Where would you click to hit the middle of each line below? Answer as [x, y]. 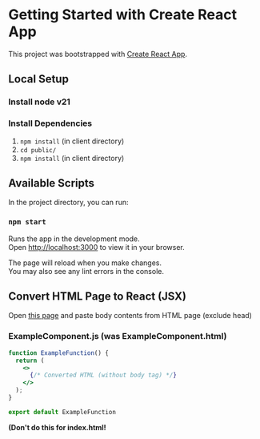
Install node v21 [39, 102]
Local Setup [39, 79]
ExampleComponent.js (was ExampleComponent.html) [118, 336]
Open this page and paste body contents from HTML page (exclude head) [130, 316]
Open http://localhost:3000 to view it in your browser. [97, 247]
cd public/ [38, 150]
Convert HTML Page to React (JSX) [97, 297]
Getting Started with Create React [123, 15]
